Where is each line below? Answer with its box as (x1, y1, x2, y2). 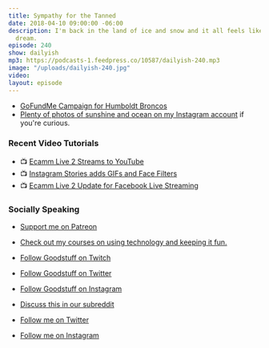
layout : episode (8, 79, 62, 87)
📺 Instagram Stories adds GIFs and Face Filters (19, 168, 178, 178)
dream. (15, 34, 38, 42)
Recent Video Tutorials (8, 138, 99, 149)
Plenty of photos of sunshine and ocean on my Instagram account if (19, 109, 244, 119)
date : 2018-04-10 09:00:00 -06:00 (8, 19, 124, 27)
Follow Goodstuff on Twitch (19, 253, 111, 263)
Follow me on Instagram (19, 330, 100, 341)
